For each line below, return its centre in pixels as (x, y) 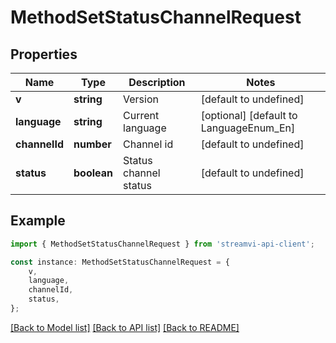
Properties (44, 54)
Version (141, 99)
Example (38, 221)
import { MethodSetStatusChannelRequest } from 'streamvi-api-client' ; (162, 244)
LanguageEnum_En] (248, 128)
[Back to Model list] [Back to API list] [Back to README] (125, 327)
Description (157, 82)
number (92, 144)
